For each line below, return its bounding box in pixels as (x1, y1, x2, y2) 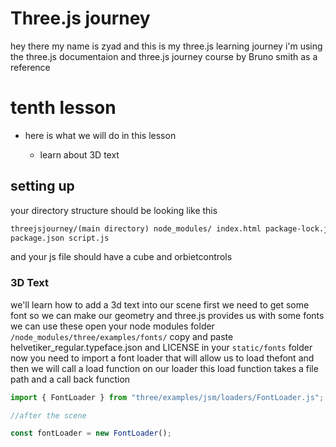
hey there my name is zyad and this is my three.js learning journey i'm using (10, 40, 323, 52)
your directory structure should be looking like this (10, 204, 218, 216)
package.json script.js (10, 233, 110, 243)
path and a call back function (10, 373, 131, 385)
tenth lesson (10, 97, 117, 119)
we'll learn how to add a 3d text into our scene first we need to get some (10, 298, 310, 311)
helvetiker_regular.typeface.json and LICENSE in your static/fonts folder (10, 341, 313, 353)
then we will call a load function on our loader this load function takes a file (10, 362, 319, 374)
